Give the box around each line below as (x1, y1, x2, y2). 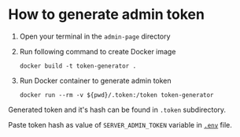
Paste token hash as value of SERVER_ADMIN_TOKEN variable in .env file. (8, 120, 232, 129)
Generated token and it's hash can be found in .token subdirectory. (8, 105, 227, 114)
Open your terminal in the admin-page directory (19, 31, 171, 41)
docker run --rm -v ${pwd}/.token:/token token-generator (19, 91, 214, 99)
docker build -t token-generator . (19, 61, 137, 70)
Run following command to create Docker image (19, 46, 176, 56)
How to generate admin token (8, 6, 205, 24)
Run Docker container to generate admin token (19, 76, 172, 85)
